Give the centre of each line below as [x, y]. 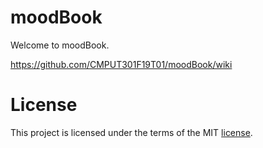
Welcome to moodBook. [60, 45]
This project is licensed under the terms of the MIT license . [131, 132]
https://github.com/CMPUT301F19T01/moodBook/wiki [121, 64]
